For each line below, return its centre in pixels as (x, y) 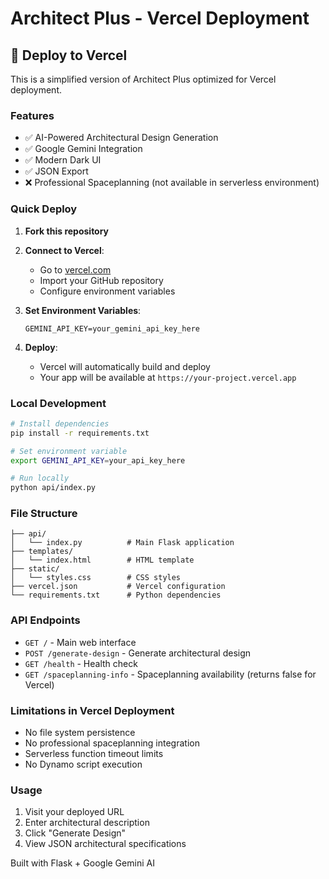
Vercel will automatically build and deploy (125, 366)
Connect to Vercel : (64, 250)
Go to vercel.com (75, 269)
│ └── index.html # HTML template (102, 560)
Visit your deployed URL (74, 812)
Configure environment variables (107, 291)
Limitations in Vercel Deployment (92, 710)
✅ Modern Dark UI (63, 160)
